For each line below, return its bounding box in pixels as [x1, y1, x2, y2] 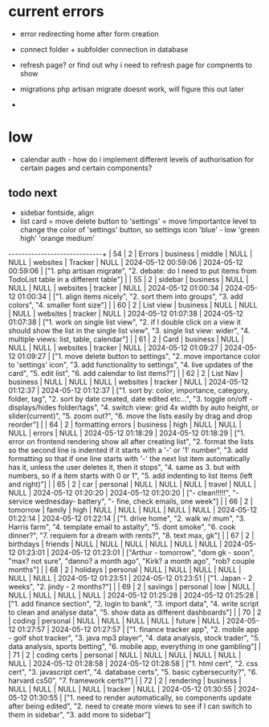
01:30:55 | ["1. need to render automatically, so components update [29, 692, 252, 702]
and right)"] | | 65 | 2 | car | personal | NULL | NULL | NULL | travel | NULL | [8, 479, 257, 488]
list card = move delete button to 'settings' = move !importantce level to [19, 216, 257, 226]
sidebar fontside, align [19, 207, 94, 217]
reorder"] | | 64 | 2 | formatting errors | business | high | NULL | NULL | [8, 419, 243, 429]
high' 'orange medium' [19, 233, 96, 243]
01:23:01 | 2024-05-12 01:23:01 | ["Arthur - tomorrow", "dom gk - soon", [17, 547, 255, 557]
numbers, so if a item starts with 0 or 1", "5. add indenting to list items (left [8, 471, 253, 480]
